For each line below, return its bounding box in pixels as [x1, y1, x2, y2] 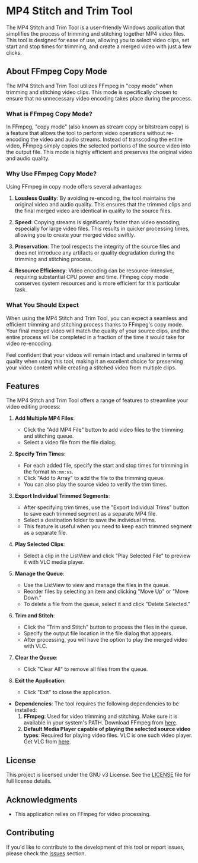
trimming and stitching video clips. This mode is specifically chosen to [6, 88, 178, 96]
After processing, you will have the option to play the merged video [23, 636, 188, 644]
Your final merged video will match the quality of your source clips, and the [6, 327, 190, 334]
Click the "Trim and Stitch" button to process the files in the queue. [23, 623, 188, 631]
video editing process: [6, 403, 61, 410]
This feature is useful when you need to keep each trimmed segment [23, 523, 192, 530]
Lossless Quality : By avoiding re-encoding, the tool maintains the [14, 194, 176, 202]
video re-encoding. [6, 340, 53, 347]
